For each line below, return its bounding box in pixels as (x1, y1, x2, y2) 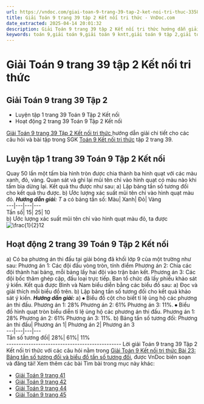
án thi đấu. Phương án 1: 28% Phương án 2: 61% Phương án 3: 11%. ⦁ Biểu (6, 301, 190, 308)
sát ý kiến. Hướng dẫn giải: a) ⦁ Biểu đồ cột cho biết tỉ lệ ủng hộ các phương (6, 294, 197, 302)
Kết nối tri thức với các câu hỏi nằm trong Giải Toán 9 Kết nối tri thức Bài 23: (6, 347, 196, 354)
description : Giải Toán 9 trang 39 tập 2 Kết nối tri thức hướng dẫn (6, 26, 186, 32)
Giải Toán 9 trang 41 (15, 371, 66, 378)
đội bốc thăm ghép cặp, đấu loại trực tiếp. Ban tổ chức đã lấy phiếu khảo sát (6, 275, 197, 282)
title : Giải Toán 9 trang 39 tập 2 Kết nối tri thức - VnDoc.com (6, 15, 175, 21)
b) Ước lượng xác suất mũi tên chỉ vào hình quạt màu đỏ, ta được (6, 214, 168, 222)
